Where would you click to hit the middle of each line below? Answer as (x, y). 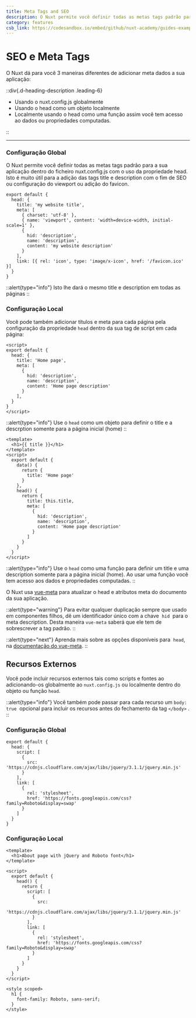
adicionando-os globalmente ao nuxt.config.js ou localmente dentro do (93, 684)
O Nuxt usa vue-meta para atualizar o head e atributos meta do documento (96, 592)
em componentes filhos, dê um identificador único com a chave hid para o (97, 616)
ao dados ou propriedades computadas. (63, 121)
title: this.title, (51, 501)
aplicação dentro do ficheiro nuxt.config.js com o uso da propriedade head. (97, 172)
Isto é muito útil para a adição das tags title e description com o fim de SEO (96, 178)
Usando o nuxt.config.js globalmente (59, 102)
